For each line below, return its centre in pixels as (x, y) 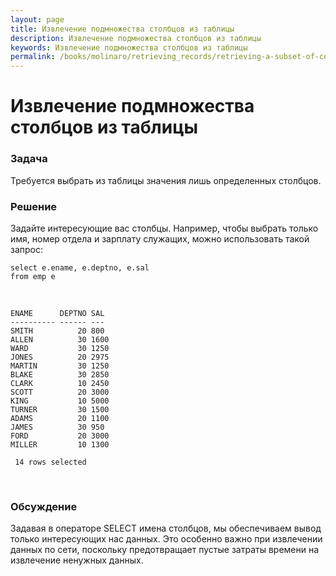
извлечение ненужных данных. (77, 560)
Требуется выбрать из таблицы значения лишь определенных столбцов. (166, 180)
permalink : (33, 57)
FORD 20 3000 (60, 436)
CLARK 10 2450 (60, 383)
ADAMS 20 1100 (60, 418)
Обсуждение (44, 506)
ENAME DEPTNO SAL (57, 313)
